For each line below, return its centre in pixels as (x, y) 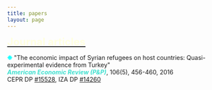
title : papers (27, 13)
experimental (26, 65)
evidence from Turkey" (78, 65)
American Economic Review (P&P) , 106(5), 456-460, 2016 (90, 72)
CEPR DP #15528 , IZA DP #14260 (54, 79)
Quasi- (196, 57)
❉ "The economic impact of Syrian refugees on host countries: (96, 57)
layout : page (26, 20)
